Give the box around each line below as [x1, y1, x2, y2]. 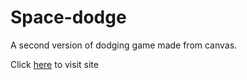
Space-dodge [10, 6, 127, 29]
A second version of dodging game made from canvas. [10, 39, 238, 51]
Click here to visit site [10, 58, 99, 70]
